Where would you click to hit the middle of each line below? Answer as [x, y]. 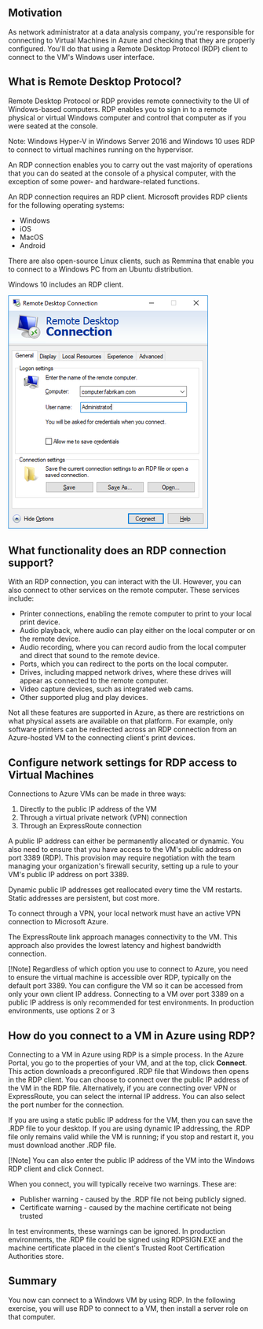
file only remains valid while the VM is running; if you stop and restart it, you [131, 1137]
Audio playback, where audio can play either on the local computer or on [137, 631]
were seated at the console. [53, 126]
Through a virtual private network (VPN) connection [103, 817]
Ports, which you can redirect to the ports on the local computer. [124, 664]
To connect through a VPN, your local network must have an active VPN [124, 913]
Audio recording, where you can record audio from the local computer [133, 647]
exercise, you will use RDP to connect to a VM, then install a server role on [128, 1308]
